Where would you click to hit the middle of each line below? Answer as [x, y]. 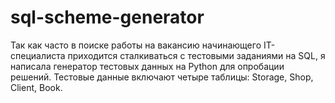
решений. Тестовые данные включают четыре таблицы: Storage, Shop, [162, 77]
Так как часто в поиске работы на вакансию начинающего [136, 45]
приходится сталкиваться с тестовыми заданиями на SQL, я [196, 55]
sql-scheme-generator [107, 17]
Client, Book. [36, 87]
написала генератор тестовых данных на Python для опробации [147, 66]
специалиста [38, 55]
